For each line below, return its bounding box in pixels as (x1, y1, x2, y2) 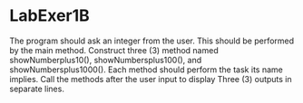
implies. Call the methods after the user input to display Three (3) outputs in (9, 73, 292, 84)
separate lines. (9, 83, 65, 94)
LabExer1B (9, 5, 91, 26)
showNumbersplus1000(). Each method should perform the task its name (9, 64, 283, 75)
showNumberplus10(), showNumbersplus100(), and (9, 54, 202, 65)
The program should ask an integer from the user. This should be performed (9, 35, 295, 46)
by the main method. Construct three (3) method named (9, 44, 220, 55)
